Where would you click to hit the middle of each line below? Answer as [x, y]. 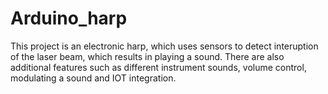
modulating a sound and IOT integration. [93, 78]
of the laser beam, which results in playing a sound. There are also [147, 56]
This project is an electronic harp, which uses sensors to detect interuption [164, 46]
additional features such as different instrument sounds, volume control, [158, 67]
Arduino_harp [69, 18]
